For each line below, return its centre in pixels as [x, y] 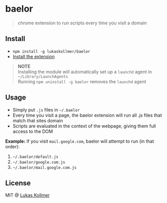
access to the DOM [33, 131]
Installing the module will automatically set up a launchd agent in [85, 72]
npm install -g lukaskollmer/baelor [51, 51]
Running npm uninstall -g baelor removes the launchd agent [82, 81]
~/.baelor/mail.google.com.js [45, 167]
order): [12, 146]
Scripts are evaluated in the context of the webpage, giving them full [84, 126]
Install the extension [34, 56]
